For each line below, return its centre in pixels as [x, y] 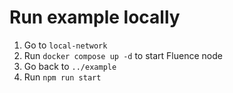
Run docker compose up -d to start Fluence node [123, 55]
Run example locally [95, 17]
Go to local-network [65, 45]
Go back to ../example [70, 66]
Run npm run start [62, 77]
